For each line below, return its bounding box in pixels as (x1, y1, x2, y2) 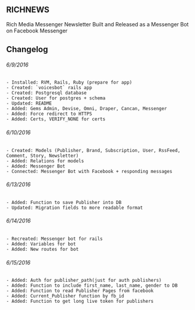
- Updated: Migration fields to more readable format (6, 205, 144, 211)
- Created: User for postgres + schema (6, 95, 106, 101)
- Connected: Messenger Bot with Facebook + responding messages (6, 168, 172, 174)
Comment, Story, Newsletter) (6, 153, 79, 159)
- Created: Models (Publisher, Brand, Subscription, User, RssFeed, (6, 147, 181, 153)
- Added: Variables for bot (6, 241, 77, 247)
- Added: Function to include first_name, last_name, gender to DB (6, 282, 178, 289)
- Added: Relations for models (6, 158, 84, 164)
